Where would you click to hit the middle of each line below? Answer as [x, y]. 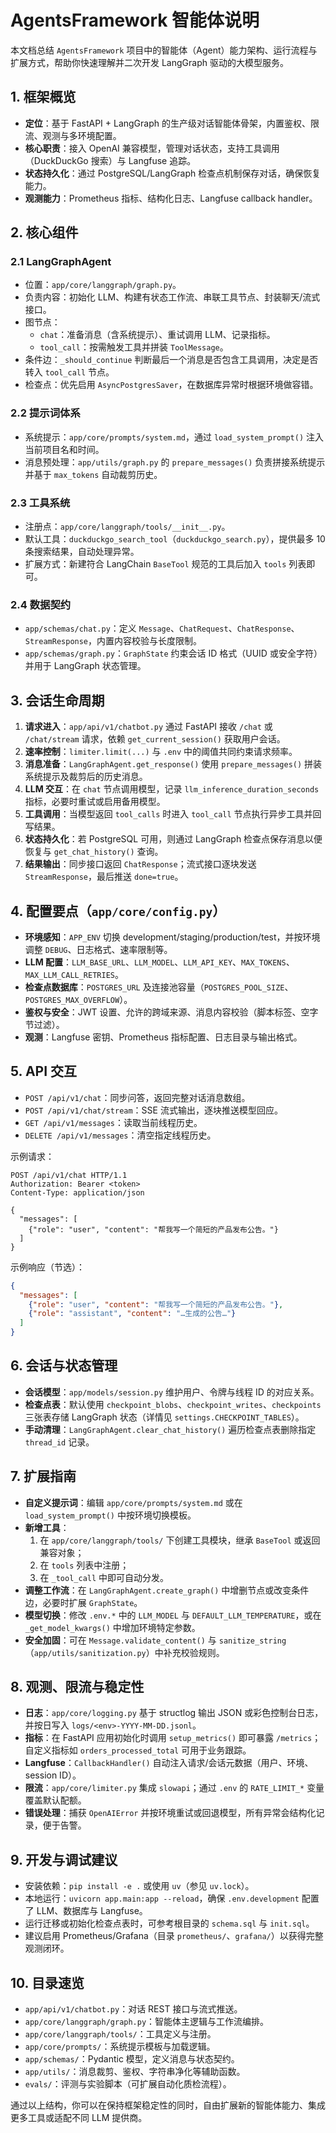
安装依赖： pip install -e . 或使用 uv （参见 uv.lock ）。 [139, 1886]
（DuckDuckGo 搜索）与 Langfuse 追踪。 [110, 160]
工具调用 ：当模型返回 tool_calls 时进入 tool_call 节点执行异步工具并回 [173, 814]
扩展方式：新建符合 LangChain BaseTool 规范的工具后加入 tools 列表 [165, 564]
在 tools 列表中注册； [84, 1565]
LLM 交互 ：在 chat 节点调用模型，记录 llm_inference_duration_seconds [172, 789]
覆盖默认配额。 [55, 1800]
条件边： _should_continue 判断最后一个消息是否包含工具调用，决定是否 [171, 360]
